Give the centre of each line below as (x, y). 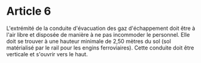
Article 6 (29, 11)
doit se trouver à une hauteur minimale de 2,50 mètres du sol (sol (89, 41)
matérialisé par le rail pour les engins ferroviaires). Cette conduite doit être (100, 48)
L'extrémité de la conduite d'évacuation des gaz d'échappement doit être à (101, 28)
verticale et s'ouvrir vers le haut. (47, 54)
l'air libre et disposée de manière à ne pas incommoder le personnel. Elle (98, 34)
